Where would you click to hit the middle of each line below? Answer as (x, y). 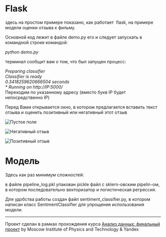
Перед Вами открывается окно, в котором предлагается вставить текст (81, 107)
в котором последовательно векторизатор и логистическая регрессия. (81, 190)
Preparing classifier (25, 71)
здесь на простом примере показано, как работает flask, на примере (79, 22)
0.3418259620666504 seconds (37, 82)
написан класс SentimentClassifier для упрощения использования (75, 204)
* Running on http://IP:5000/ (34, 87)
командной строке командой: (37, 42)
